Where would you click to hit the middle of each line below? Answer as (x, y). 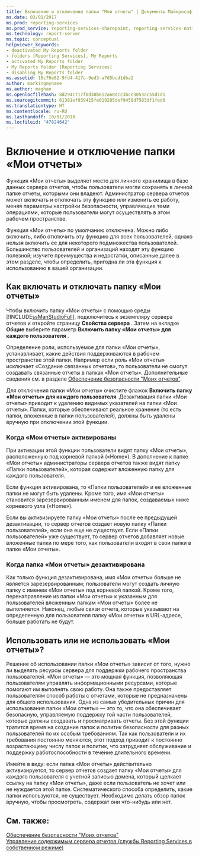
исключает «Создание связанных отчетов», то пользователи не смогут (97, 366)
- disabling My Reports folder (45, 73)
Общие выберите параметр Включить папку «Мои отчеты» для (89, 329)
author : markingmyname (34, 84)
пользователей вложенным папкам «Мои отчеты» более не (82, 603)
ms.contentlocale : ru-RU (37, 111)
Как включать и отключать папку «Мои (84, 287)
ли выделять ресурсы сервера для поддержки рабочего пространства (96, 670)
